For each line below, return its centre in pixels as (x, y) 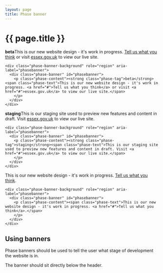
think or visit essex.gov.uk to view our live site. (52, 57)
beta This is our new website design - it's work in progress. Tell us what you (81, 52)
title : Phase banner (26, 14)
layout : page (18, 10)
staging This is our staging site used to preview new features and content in (81, 114)
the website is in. (22, 256)
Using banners (28, 239)
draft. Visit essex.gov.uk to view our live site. (50, 119)
